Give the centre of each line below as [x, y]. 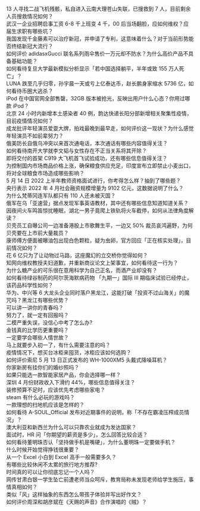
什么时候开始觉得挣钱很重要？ [43, 449]
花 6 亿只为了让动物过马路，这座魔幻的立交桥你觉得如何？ [77, 255]
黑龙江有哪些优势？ [45, 300]
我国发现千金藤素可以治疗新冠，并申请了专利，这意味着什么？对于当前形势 [97, 39]
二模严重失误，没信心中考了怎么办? [49, 322]
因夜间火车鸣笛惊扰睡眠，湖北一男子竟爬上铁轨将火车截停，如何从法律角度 [97, 210]
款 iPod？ [18, 106]
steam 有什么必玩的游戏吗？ [41, 397]
